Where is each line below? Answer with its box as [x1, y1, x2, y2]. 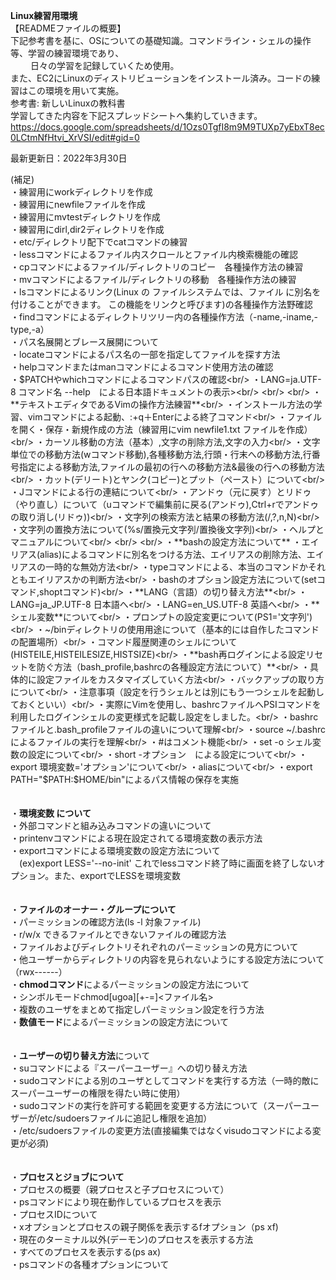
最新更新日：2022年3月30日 [10, 152, 128, 164]
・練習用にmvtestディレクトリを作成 [10, 211, 161, 223]
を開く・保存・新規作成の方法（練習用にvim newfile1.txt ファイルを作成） [10, 424, 313, 435]
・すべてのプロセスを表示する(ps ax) [10, 1246, 162, 1258]
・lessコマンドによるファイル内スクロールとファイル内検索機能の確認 [10, 249, 298, 260]
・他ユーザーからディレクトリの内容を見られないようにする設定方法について [10, 954, 325, 965]
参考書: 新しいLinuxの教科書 [10, 97, 126, 109]
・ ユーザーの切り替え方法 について [10, 1050, 151, 1061]
